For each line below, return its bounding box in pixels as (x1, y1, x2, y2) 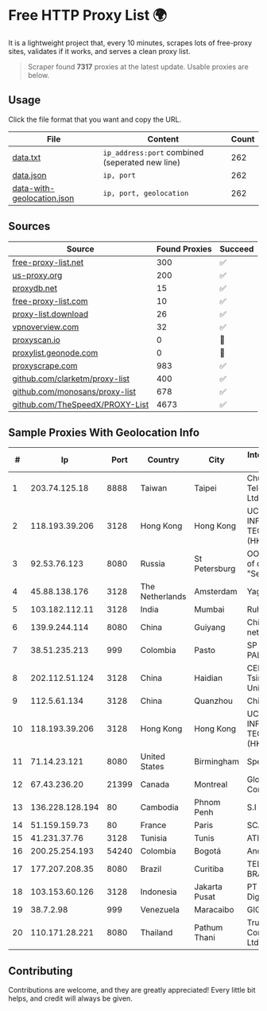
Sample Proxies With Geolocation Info (8, 426, 200, 439)
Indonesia (140, 886, 177, 897)
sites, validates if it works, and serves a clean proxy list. (8, 46, 191, 56)
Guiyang (194, 622, 226, 633)
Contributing (8, 964, 73, 978)
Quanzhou (194, 695, 233, 706)
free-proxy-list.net (12, 256, 84, 267)
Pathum (194, 922, 223, 933)
